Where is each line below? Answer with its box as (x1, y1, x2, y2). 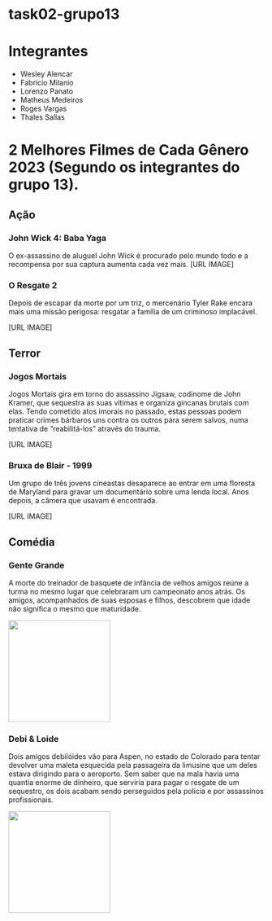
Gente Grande (8, 559, 65, 571)
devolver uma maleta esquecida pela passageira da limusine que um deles (8, 761, 257, 770)
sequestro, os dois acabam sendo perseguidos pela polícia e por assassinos (8, 787, 264, 796)
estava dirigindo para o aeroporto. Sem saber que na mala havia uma (8, 769, 240, 778)
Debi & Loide (8, 733, 59, 744)
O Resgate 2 (8, 279, 58, 291)
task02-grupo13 (8, 5, 120, 24)
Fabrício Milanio (19, 78, 75, 88)
